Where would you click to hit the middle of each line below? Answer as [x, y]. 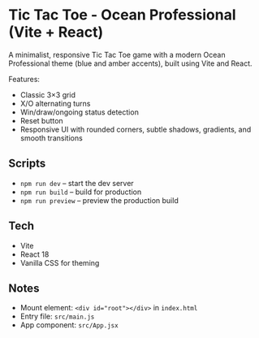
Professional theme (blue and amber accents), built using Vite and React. [131, 63]
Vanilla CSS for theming [60, 262]
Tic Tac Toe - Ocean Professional [123, 15]
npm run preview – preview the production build [99, 200]
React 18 [35, 254]
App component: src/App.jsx [69, 325]
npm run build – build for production [81, 192]
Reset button [41, 120]
